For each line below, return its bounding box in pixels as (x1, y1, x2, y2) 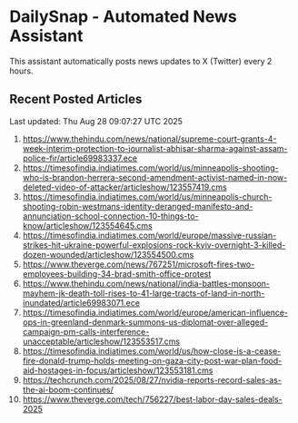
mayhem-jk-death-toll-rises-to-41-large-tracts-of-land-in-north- (22, 288, 265, 299)
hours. (9, 65, 34, 76)
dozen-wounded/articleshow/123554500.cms (22, 249, 194, 260)
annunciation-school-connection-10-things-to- (22, 211, 199, 221)
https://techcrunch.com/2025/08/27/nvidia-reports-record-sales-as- (22, 374, 282, 385)
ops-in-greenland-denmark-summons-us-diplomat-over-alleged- (22, 316, 269, 328)
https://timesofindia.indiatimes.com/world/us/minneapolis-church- (22, 191, 273, 202)
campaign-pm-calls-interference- (22, 326, 150, 337)
